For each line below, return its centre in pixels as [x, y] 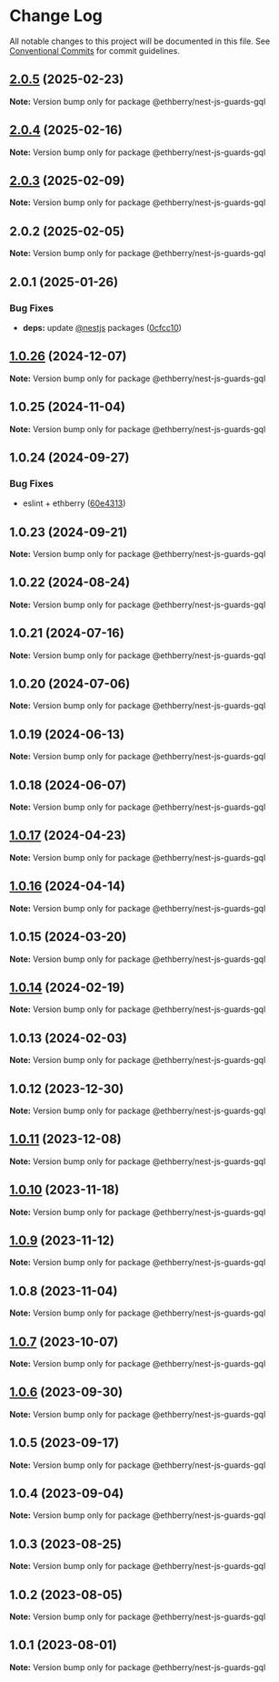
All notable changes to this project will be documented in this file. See [140, 41]
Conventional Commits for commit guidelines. [95, 50]
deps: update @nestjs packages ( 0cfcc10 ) [102, 327]
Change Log [56, 16]
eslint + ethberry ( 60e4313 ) [74, 503]
